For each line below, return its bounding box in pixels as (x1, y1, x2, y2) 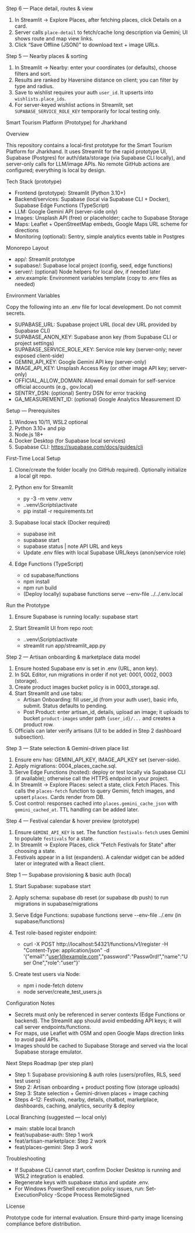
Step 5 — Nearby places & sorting (6, 53, 88, 59)
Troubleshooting (6, 1155, 46, 1162)
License (6, 1202, 25, 1210)
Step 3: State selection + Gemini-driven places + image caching (14, 1090, 169, 1096)
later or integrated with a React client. (14, 860, 105, 867)
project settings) (14, 340, 54, 347)
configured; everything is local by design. (6, 167, 106, 174)
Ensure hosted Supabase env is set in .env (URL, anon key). (14, 665, 159, 672)
